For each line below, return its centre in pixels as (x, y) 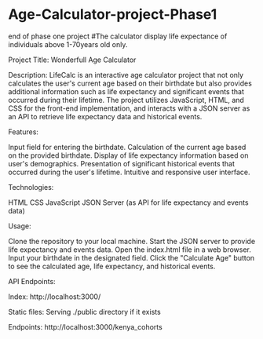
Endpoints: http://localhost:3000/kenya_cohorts (85, 326)
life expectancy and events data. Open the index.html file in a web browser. (130, 250)
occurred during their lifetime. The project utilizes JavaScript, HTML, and (126, 100)
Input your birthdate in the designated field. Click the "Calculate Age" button (131, 257)
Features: (24, 132)
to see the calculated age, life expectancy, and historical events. (112, 266)
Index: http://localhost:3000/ (55, 297)
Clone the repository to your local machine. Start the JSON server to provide (132, 241)
